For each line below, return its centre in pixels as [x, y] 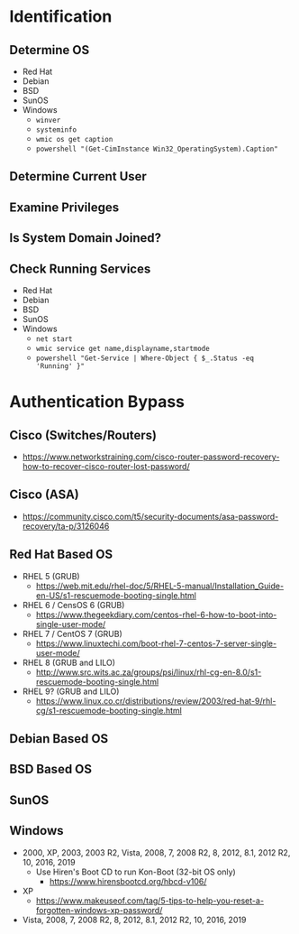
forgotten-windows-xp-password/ [99, 910]
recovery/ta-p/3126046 [66, 526]
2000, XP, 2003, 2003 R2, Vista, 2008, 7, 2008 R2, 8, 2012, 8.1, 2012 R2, [156, 852]
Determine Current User [78, 176]
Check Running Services [80, 268]
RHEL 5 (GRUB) [51, 576]
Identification [61, 17]
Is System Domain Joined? [86, 238]
